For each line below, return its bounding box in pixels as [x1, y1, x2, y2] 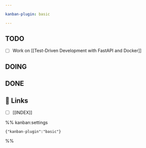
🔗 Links [5, 96, 28, 105]
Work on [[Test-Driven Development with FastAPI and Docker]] [12, 48, 142, 54]
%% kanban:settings [5, 120, 48, 126]
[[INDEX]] [12, 110, 32, 116]
